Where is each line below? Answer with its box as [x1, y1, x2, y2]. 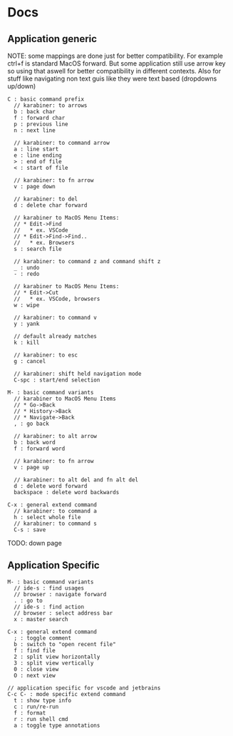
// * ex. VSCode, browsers [14, 295, 100, 302]
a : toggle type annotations [14, 722, 100, 729]
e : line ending [14, 152, 62, 159]
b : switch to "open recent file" [14, 640, 116, 648]
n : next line [14, 127, 56, 134]
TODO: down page [7, 539, 62, 547]
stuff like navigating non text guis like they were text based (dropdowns [7, 74, 217, 83]
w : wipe [14, 302, 40, 309]
